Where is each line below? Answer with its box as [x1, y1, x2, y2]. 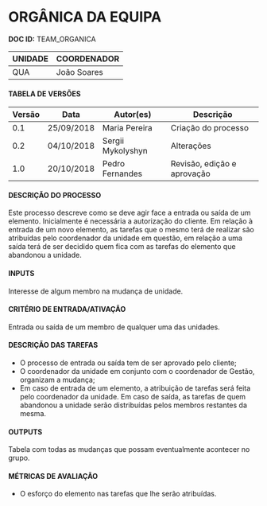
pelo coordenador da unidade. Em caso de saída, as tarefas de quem [19, 391, 246, 401]
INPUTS [8, 268, 35, 278]
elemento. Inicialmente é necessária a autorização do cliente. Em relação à [8, 216, 253, 226]
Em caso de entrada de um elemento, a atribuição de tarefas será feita [19, 383, 251, 393]
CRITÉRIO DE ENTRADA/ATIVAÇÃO [8, 305, 126, 314]
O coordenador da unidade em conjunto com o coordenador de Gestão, [19, 366, 255, 376]
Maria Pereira [102, 123, 153, 134]
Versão [12, 109, 41, 120]
